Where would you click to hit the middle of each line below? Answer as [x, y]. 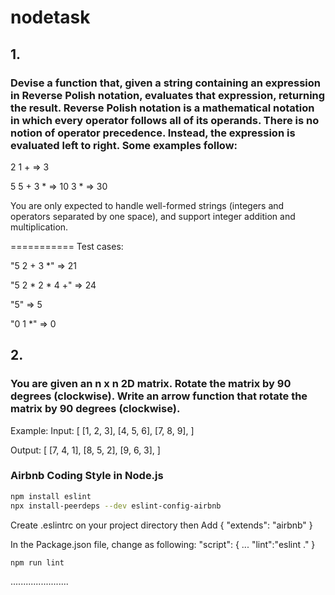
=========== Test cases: [67, 246]
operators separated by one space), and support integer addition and [153, 216]
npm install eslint [51, 496]
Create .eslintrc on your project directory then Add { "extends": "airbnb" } [161, 525]
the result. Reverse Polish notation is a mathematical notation [162, 108]
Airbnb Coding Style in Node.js [87, 476]
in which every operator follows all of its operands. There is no [165, 120]
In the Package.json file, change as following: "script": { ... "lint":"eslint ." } [163, 544]
